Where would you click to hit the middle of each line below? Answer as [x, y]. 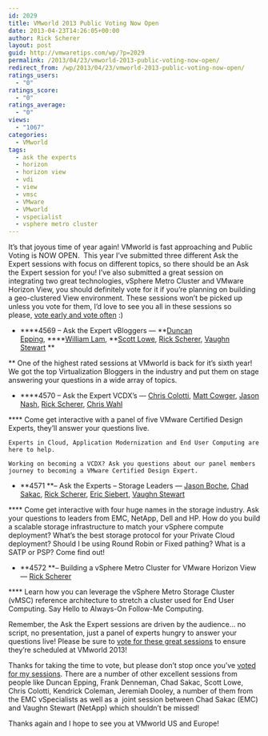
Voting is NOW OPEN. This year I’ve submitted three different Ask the [123, 255]
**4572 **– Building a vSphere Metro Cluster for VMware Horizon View [138, 568]
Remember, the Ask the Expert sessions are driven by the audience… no [127, 625]
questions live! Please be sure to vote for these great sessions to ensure [127, 641]
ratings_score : [34, 90]
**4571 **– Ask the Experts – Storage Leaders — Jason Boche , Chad [134, 486]
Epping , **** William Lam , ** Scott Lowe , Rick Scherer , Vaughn [125, 339]
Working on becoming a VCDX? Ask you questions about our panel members [132, 464]
